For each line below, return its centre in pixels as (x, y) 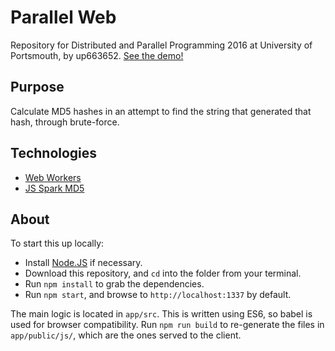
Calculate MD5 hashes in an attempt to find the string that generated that (161, 111)
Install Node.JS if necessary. (83, 263)
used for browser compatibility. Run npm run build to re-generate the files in (167, 325)
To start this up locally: (57, 243)
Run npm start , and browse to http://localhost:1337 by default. (158, 295)
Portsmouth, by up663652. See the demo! (97, 55)
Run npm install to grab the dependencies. (114, 284)
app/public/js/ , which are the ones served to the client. (126, 335)
